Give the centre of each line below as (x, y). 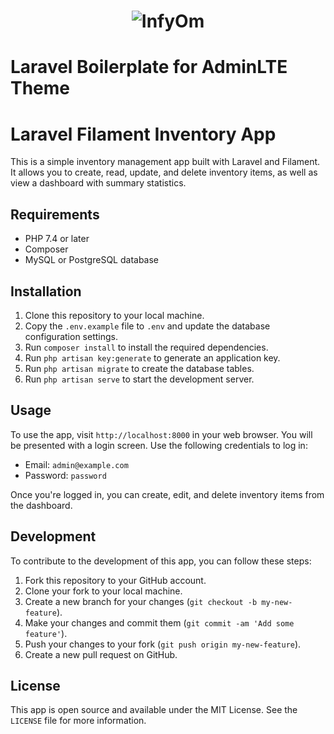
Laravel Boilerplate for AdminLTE (149, 67)
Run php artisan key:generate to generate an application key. (152, 357)
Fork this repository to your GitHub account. (115, 580)
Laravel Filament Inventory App (143, 134)
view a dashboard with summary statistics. (98, 183)
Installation (46, 291)
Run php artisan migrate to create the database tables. (139, 368)
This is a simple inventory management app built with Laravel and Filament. (165, 162)
